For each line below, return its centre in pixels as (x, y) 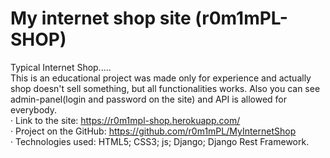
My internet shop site (101, 18)
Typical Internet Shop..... (61, 67)
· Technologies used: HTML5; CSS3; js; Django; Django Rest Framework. (160, 141)
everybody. (33, 109)
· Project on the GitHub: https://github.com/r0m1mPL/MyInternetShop (153, 131)
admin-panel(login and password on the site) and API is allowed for (148, 99)
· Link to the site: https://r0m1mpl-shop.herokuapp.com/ (125, 120)
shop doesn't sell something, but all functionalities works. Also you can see (165, 88)
